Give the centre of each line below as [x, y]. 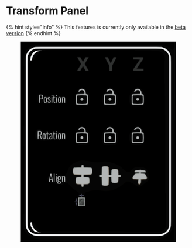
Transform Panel [47, 11]
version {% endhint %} [34, 33]
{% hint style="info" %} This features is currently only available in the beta [96, 27]
